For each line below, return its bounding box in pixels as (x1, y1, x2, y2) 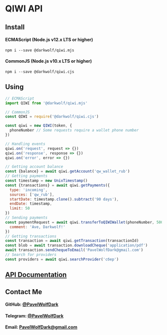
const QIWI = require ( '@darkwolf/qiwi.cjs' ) (5, 114, 99, 119)
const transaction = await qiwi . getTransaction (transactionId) (5, 238, 139, 243)
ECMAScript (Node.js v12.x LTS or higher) (5, 37, 93, 43)
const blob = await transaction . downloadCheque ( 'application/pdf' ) (5, 243, 148, 248)
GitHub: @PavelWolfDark (5, 302, 59, 308)
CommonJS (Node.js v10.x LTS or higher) (5, 58, 92, 64)
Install (5, 23, 25, 31)
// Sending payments (5, 215, 48, 221)
